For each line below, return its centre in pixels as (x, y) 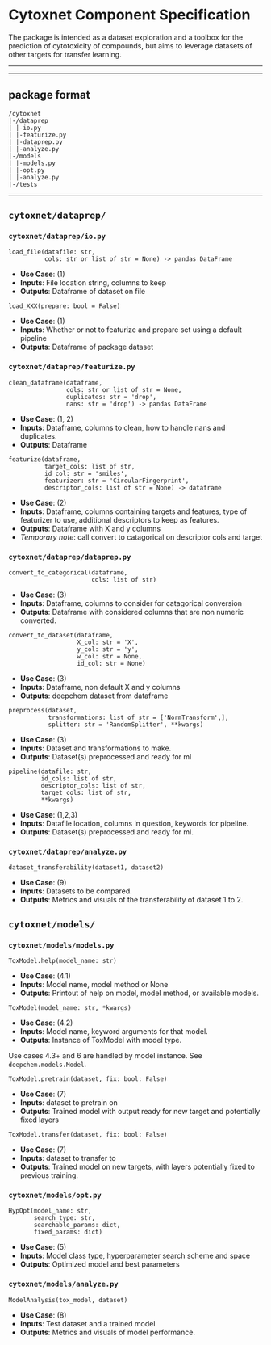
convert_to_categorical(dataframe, (68, 573)
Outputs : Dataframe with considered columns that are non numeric (132, 612)
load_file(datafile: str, (52, 252)
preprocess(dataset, (43, 711)
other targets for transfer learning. (65, 54)
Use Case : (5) (43, 1247)
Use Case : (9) (43, 883)
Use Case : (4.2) (46, 1023)
